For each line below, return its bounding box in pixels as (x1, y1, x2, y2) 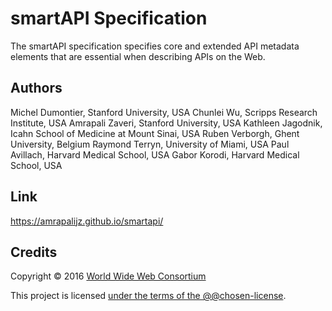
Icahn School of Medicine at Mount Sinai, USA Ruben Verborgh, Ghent (10, 127, 300, 139)
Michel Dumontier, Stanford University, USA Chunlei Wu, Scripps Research (10, 106, 318, 118)
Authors (10, 80, 63, 97)
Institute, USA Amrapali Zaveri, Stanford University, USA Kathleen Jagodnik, (10, 117, 323, 129)
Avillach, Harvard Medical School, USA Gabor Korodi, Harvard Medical (10, 148, 300, 161)
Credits (10, 243, 58, 261)
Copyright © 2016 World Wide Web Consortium (10, 270, 207, 282)
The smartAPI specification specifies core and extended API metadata (10, 40, 300, 52)
